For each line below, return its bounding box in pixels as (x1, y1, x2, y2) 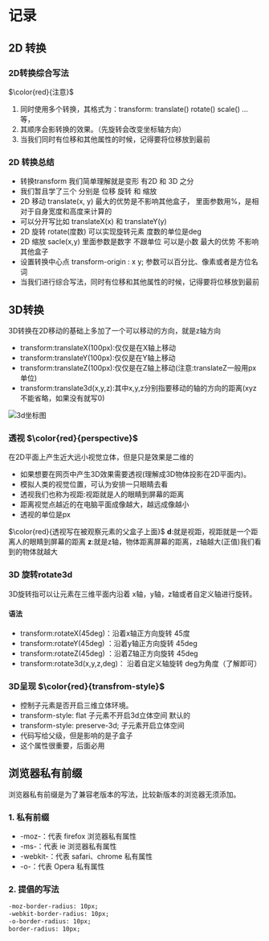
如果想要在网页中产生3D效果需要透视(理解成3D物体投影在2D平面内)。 (19, 470, 251, 479)
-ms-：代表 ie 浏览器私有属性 (19, 842, 117, 852)
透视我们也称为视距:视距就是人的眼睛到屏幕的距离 (19, 490, 185, 500)
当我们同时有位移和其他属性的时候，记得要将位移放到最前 (19, 134, 210, 144)
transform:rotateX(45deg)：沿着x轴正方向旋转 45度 (19, 628, 190, 638)
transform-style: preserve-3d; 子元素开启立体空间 (19, 721, 185, 731)
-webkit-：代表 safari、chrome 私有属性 (19, 852, 153, 861)
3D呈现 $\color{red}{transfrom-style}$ (8, 681, 165, 692)
